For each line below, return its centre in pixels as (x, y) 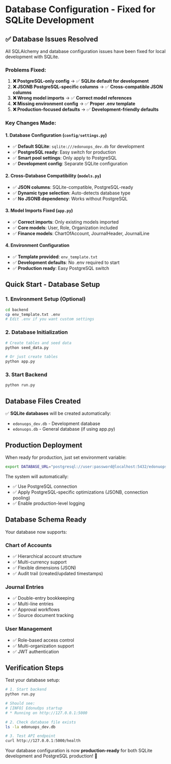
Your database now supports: (36, 532)
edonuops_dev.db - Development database (56, 424)
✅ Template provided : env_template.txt (55, 257)
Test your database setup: (33, 680)
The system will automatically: (37, 476)
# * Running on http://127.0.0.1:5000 (46, 713)
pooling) (21, 498)
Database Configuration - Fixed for (80, 9)
